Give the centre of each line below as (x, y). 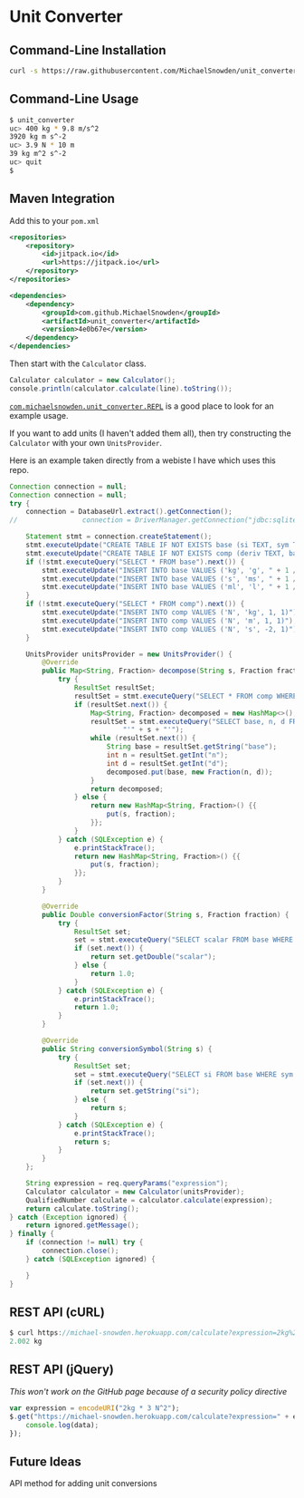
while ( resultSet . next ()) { (143, 739)
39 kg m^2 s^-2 (38, 154)
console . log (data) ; (62, 1425)
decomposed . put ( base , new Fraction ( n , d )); (190, 772)
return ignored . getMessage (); (83, 1225)
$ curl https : (36, 1333)
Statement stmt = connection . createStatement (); (119, 536)
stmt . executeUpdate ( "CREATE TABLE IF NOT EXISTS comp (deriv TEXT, (155, 553)
